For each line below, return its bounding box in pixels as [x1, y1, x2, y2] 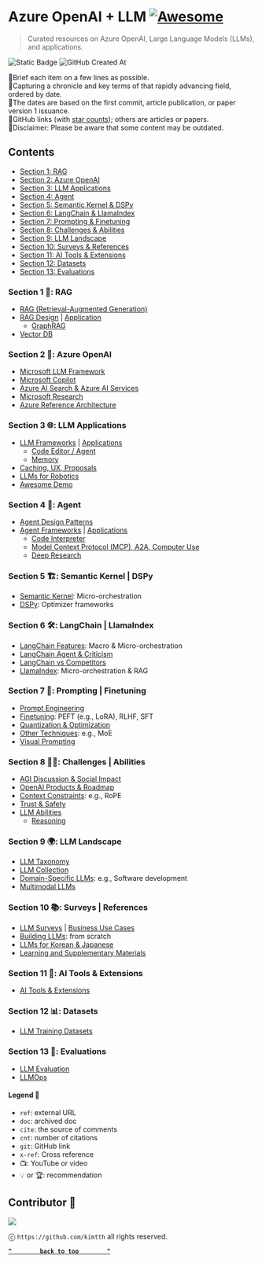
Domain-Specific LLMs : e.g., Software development [19, 874, 187, 883]
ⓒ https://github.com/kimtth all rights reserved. [8, 1232, 168, 1241]
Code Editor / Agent [31, 446, 96, 455]
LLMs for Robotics [19, 471, 79, 481]
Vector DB [19, 330, 54, 339]
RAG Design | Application [19, 313, 102, 322]
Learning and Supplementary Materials [19, 948, 146, 957]
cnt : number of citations [19, 1132, 98, 1142]
